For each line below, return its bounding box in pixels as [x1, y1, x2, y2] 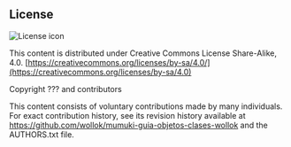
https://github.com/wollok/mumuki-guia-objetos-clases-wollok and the [9, 120, 268, 130]
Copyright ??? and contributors [9, 83, 122, 94]
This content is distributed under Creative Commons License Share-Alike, [9, 48, 277, 58]
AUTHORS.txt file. [9, 128, 75, 140]
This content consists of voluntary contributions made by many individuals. [9, 101, 283, 112]
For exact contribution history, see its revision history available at [9, 110, 246, 120]
